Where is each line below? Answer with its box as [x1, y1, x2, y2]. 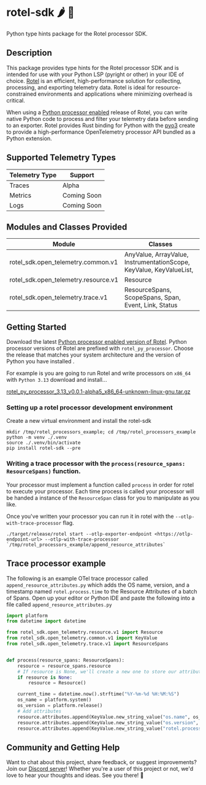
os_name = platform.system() [17, 697, 92, 703]
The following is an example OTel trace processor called [6, 574, 148, 582]
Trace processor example [6, 559, 106, 569]
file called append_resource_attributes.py [6, 600, 112, 608]
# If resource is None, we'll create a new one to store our [17, 668, 177, 675]
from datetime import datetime [6, 618, 86, 624]
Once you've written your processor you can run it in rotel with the [6, 512, 174, 520]
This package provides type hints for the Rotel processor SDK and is [6, 64, 179, 71]
